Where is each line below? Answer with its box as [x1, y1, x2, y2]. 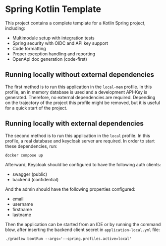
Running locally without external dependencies [5, 71, 155, 79]
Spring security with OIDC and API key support [12, 40, 108, 46]
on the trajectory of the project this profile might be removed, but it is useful [5, 100, 160, 106]
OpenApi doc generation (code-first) [12, 56, 88, 62]
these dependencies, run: [5, 143, 58, 149]
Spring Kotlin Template [5, 3, 102, 15]
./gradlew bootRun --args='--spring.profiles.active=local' [5, 236, 132, 241]
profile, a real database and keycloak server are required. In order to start [5, 138, 155, 144]
